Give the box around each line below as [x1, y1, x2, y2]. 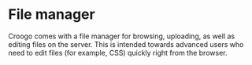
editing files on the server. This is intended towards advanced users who [8, 39, 244, 49]
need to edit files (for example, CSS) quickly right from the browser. [8, 48, 228, 57]
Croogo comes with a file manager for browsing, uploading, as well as [8, 31, 235, 41]
